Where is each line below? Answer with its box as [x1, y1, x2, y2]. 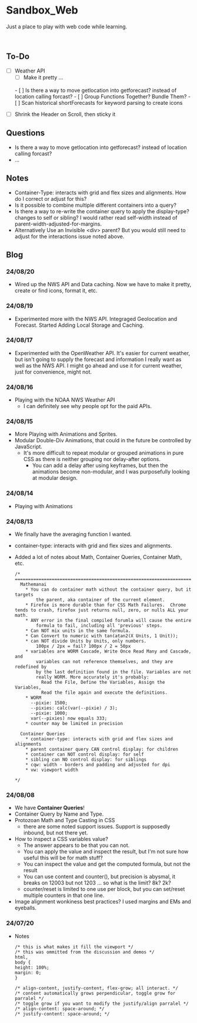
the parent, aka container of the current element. [36, 597, 165, 603]
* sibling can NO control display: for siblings [25, 757, 147, 763]
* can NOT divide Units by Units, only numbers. [25, 638, 147, 644]
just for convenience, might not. [14, 368, 92, 375]
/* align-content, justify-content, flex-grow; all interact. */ [14, 985, 178, 991]
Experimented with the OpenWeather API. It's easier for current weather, [14, 349, 190, 356]
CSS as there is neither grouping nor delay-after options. [23, 456, 161, 463]
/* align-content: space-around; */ [14, 1005, 105, 1012]
